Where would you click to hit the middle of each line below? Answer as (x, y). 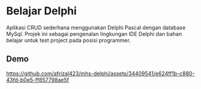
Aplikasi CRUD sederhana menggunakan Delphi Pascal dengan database (96, 27)
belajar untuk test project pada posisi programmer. (68, 40)
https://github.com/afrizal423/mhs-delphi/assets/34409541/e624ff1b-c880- (100, 73)
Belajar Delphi (42, 11)
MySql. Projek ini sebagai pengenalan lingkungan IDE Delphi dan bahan (94, 33)
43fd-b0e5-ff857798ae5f (38, 79)
